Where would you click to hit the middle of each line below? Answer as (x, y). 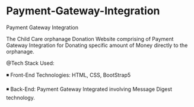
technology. (21, 97)
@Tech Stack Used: (30, 63)
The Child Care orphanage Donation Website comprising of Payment (90, 39)
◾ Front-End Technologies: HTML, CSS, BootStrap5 (69, 75)
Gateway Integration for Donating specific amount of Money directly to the (97, 45)
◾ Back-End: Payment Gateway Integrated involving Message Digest (89, 89)
